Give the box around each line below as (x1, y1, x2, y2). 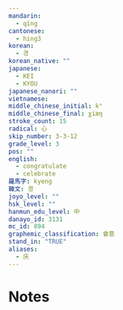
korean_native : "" (8, 57, 70, 66)
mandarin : (8, 11, 42, 20)
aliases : (8, 245, 38, 253)
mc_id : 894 (8, 223, 45, 231)
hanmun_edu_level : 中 (8, 207, 80, 215)
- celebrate (15, 170, 57, 178)
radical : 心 (8, 125, 48, 133)
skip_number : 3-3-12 (8, 132, 78, 140)
